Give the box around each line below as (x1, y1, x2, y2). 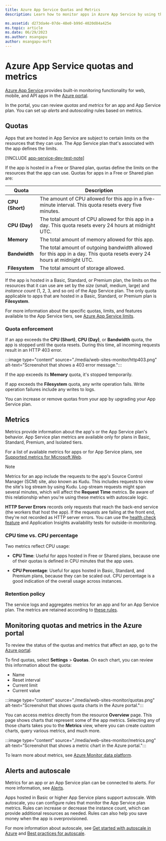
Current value (12, 688, 41, 694)
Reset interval (12, 677, 41, 683)
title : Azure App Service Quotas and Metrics (5, 7, 100, 12)
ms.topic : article (5, 25, 43, 30)
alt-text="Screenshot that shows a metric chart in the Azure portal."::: (5, 743, 147, 748)
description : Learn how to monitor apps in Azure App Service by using (5, 12, 156, 17)
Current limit (12, 682, 38, 688)
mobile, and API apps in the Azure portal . (5, 93, 89, 98)
